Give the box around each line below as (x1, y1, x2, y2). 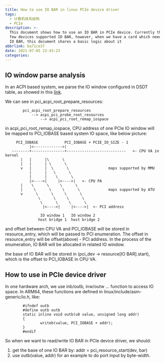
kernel (5, 153, 19, 158)
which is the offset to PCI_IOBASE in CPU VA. (5, 256, 97, 262)
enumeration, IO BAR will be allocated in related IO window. (5, 241, 125, 248)
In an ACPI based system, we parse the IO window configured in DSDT (5, 84, 148, 90)
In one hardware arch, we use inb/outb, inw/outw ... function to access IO (5, 284, 154, 289)
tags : (5, 12, 16, 17)
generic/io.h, (5, 294, 31, 300)
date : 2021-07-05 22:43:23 (5, 48, 60, 53)
